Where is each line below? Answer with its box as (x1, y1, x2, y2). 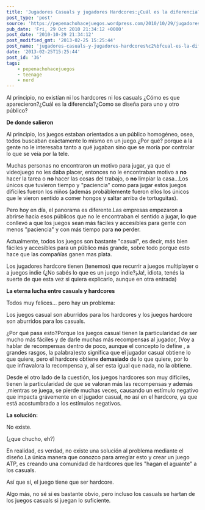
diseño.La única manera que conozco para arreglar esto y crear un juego (6, 454, 190, 461)
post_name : (6, 43, 34, 50)
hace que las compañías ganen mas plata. (6, 251, 112, 258)
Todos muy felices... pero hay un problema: (6, 299, 115, 306)
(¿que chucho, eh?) (6, 435, 56, 443)
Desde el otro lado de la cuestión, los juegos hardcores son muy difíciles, (6, 374, 190, 381)
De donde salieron (6, 119, 54, 126)
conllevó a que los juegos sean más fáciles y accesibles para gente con (6, 220, 187, 227)
